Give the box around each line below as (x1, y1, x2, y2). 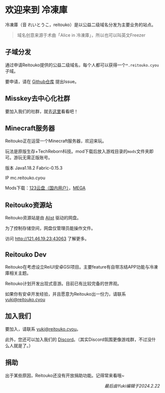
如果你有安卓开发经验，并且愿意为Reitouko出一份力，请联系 (5, 291, 126, 297)
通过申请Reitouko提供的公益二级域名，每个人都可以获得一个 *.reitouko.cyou (5, 62, 159, 68)
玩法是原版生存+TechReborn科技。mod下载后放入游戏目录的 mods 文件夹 (5, 149, 150, 154)
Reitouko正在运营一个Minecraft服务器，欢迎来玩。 (5, 138, 107, 144)
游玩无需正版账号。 (13, 154, 53, 160)
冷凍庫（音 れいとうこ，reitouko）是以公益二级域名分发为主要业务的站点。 (5, 22, 156, 28)
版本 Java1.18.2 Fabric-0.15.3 (5, 165, 63, 171)
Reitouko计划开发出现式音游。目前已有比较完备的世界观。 (5, 281, 122, 286)
